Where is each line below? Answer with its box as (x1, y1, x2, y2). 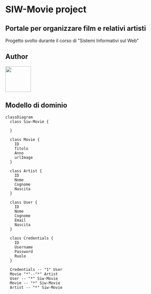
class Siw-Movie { (10, 119, 49, 124)
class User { (10, 200, 38, 205)
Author (5, 52, 28, 61)
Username (14, 244, 33, 249)
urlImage (14, 155, 33, 160)
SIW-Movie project (5, 4, 87, 15)
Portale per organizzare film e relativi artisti (5, 24, 146, 33)
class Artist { (10, 168, 42, 174)
